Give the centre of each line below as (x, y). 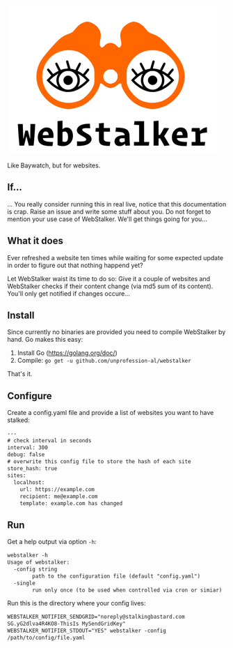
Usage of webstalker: (39, 563)
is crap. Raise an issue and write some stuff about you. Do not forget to (109, 211)
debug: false (26, 455)
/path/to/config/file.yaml (46, 638)
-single (25, 583)
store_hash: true (32, 469)
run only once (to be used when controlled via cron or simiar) (127, 590)
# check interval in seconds (49, 441)
